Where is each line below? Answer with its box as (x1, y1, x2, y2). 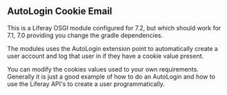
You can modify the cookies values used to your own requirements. (7, 65, 199, 73)
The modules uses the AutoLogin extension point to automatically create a (7, 44, 219, 52)
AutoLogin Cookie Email (7, 6, 112, 17)
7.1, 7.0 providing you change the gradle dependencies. (7, 31, 164, 39)
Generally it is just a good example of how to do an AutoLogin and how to (7, 72, 216, 81)
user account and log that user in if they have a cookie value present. (7, 52, 204, 60)
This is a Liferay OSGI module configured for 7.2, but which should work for (7, 23, 221, 32)
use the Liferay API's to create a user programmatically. (7, 79, 166, 88)
